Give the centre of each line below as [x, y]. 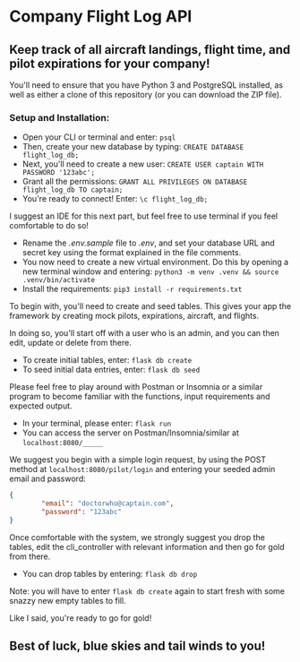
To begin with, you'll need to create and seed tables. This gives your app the [150, 306]
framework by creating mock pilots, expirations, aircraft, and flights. [134, 316]
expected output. [41, 406]
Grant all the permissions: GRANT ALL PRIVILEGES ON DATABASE [135, 182]
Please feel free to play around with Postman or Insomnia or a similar [136, 387]
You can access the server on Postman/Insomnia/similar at [130, 433]
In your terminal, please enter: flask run [97, 424]
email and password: [48, 479]
